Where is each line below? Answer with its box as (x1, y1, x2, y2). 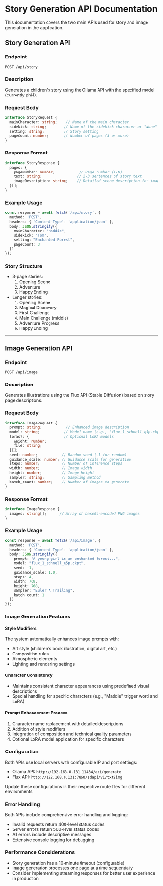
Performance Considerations (5, 849, 75, 856)
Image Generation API (5, 344, 73, 352)
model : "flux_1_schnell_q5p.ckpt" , (14, 561, 86, 566)
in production (12, 876, 39, 882)
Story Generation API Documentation (5, 3, 158, 15)
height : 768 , (14, 583, 40, 588)
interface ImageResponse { (5, 506, 60, 511)
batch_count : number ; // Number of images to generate (9, 479, 130, 484)
